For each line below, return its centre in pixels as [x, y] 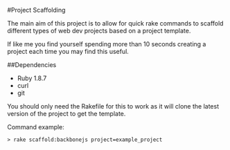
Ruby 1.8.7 [32, 78]
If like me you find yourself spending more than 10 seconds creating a [107, 44]
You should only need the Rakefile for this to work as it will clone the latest [113, 106]
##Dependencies [32, 65]
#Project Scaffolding [36, 10]
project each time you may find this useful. [68, 51]
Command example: [36, 127]
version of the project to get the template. [67, 114]
